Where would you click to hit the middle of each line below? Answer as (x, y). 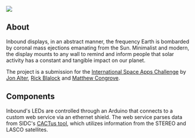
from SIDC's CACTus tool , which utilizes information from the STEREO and (96, 123)
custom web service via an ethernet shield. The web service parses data (94, 117)
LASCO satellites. (27, 129)
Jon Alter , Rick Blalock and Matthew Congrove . (63, 78)
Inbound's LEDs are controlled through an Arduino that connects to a (90, 111)
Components (30, 96)
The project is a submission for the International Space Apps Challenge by (96, 71)
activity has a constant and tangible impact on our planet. (76, 60)
